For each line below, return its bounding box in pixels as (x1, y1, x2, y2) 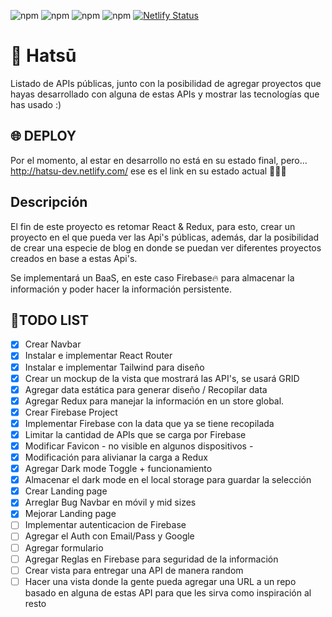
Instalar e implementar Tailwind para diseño (24, 361, 205, 373)
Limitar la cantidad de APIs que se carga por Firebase (24, 428, 247, 440)
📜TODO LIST (10, 311, 90, 329)
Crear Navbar (24, 338, 82, 350)
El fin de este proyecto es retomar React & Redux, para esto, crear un (10, 220, 296, 232)
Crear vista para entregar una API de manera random (24, 564, 244, 576)
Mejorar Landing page (24, 508, 117, 520)
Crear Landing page (24, 485, 108, 497)
